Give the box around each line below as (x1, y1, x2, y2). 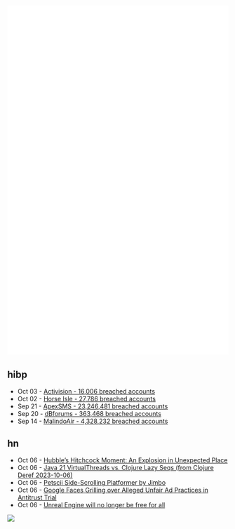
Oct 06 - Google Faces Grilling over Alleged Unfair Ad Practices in (17, 486, 209, 495)
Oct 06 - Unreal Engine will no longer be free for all (17, 501, 166, 509)
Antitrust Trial (17, 493, 58, 502)
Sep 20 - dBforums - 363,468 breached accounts (17, 410, 161, 418)
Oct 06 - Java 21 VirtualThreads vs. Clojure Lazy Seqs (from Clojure (17, 464, 214, 472)
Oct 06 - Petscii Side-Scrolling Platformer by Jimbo (17, 478, 166, 487)
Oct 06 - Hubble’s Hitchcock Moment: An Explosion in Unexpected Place (17, 456, 228, 464)
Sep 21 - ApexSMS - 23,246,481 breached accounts (17, 402, 168, 410)
